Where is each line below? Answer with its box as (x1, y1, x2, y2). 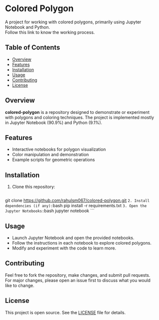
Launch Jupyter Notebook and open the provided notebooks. (12, 235, 135, 241)
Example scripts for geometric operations (12, 157, 95, 163)
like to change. (5, 283, 35, 288)
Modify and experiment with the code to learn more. (12, 245, 116, 251)
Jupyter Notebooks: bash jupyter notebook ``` (5, 208, 95, 214)
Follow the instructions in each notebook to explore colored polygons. (12, 240, 152, 246)
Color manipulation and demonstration (12, 152, 89, 158)
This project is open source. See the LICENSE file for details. (5, 309, 126, 315)
